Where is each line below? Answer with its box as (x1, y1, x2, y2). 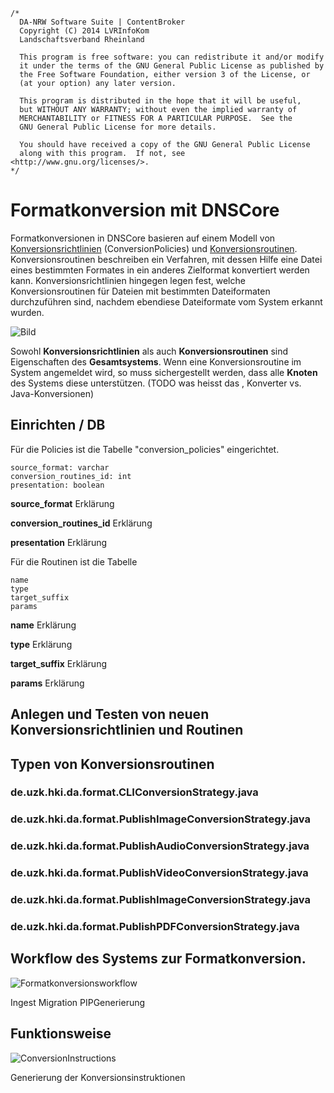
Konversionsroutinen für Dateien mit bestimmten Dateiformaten (10, 285, 271, 297)
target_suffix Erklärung (10, 657, 107, 669)
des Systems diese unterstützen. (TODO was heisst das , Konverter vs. (10, 377, 302, 389)
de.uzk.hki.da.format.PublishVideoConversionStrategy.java (10, 866, 309, 880)
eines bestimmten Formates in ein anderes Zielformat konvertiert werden (10, 264, 310, 276)
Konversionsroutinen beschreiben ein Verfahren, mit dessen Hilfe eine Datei (10, 253, 323, 265)
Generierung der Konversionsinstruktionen (10, 1071, 186, 1083)
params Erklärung (10, 677, 85, 689)
